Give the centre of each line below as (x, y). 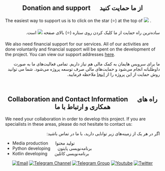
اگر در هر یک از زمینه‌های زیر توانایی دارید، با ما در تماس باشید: (103, 133)
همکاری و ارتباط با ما (82, 107)
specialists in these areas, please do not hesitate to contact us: (69, 124)
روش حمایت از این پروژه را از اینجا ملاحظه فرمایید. (113, 74)
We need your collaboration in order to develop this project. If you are (75, 119)
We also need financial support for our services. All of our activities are (77, 44)
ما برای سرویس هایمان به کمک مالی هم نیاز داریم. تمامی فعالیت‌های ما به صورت (87, 64)
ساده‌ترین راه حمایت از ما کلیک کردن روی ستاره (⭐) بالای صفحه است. (93, 32)
